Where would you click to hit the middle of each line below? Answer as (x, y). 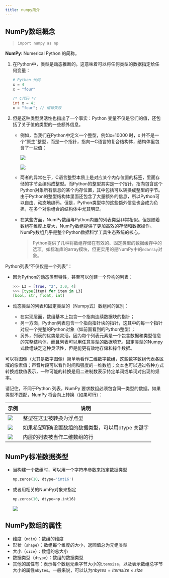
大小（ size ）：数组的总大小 (40, 551)
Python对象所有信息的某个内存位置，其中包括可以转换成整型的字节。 (91, 190)
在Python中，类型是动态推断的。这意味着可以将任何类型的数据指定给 (84, 64)
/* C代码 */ (24, 99)
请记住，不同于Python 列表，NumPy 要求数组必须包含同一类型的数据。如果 (83, 389)
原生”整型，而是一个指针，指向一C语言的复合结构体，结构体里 (91, 141)
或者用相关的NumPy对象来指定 (44, 490)
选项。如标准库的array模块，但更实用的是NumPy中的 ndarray (95, 249)
